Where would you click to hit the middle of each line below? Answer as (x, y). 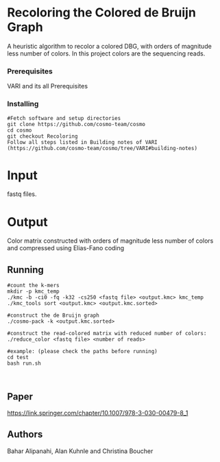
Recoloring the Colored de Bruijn (102, 13)
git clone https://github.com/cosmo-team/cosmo (76, 124)
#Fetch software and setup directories (64, 118)
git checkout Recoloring (42, 136)
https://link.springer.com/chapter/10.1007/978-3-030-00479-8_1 (98, 413)
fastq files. (22, 194)
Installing (23, 104)
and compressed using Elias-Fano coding (66, 248)
